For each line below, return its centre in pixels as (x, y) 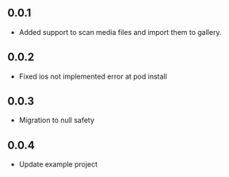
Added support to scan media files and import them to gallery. (120, 32)
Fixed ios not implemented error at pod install (93, 76)
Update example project (58, 164)
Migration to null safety (57, 120)
